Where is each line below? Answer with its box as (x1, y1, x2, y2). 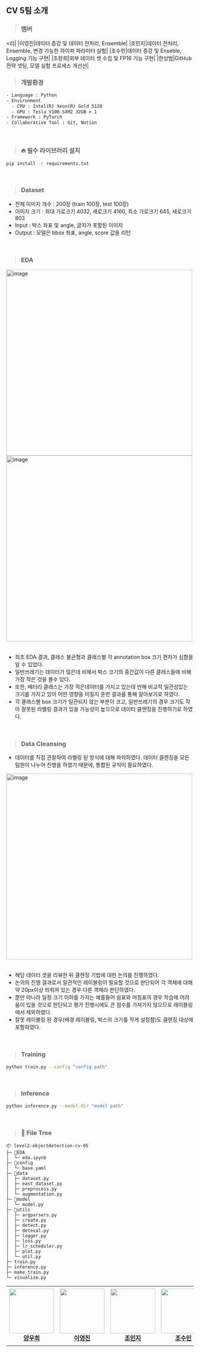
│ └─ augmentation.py (6, 1191, 62, 1197)
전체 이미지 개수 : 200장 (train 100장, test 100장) (14, 200, 129, 207)
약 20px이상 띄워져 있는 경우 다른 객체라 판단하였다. (14, 987, 136, 994)
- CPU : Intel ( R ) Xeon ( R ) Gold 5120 (11, 103, 102, 109)
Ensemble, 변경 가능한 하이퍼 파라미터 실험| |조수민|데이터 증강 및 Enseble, (6, 47, 182, 54)
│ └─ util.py (6, 1253, 42, 1260)
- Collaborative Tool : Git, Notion (6, 120, 97, 126)
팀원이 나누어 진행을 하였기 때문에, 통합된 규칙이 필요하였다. (14, 761, 154, 769)
